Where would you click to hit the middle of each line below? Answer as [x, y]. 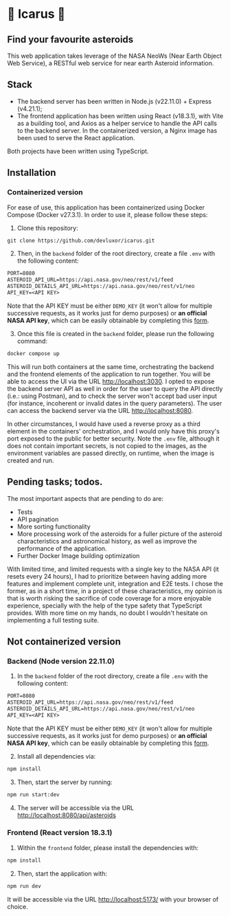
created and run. [31, 460]
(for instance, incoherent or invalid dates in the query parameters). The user [115, 403]
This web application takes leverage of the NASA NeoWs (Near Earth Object [114, 56]
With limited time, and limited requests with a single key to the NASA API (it [113, 569]
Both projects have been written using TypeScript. [78, 151]
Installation [32, 173]
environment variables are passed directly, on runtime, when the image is [111, 453]
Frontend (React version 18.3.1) [60, 833]
